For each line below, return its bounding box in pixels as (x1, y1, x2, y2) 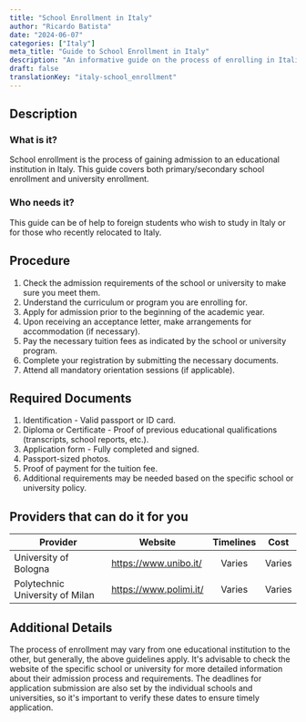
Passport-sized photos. (22, 453, 111, 464)
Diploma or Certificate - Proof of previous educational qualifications (22, 424, 278, 435)
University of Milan (14, 589, 95, 602)
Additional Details (9, 620, 113, 636)
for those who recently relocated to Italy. (9, 227, 162, 238)
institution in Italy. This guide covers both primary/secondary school (9, 164, 265, 175)
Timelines (212, 536, 257, 549)
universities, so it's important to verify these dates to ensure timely (9, 692, 260, 703)
